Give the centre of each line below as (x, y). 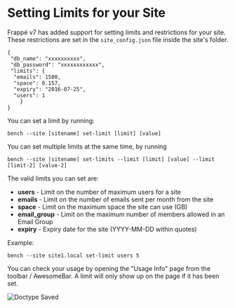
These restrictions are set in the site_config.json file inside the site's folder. (118, 39)
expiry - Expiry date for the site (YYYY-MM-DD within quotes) (107, 229)
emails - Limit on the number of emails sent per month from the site (115, 199)
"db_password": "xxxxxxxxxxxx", (58, 64)
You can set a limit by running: (51, 120)
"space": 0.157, (37, 83)
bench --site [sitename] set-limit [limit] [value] (84, 133)
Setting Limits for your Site (87, 13)
